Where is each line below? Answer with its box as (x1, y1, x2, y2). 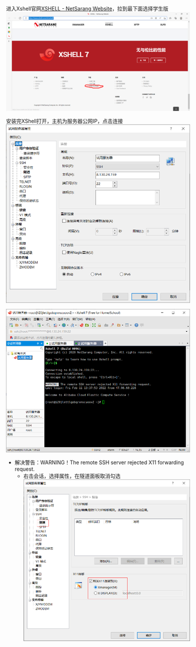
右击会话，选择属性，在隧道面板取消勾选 (23, 472, 121, 479)
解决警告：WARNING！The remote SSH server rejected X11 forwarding (14, 459, 184, 466)
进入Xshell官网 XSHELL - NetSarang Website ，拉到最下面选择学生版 (6, 5, 169, 12)
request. (14, 465, 35, 473)
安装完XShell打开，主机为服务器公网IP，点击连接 (6, 118, 124, 125)
